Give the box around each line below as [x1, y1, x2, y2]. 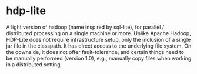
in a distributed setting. [6, 60, 62, 68]
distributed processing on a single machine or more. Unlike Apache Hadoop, [6, 29, 191, 36]
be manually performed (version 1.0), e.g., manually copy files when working [6, 55, 192, 62]
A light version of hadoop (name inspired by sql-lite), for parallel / [6, 23, 165, 31]
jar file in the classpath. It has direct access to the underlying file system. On [6, 42, 192, 49]
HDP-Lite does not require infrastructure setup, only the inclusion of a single [6, 36, 191, 43]
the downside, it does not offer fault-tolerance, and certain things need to [6, 48, 184, 55]
